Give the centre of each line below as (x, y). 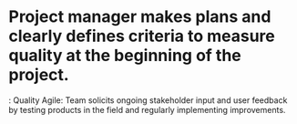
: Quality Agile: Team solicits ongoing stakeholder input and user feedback (148, 100)
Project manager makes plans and (140, 17)
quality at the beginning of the (125, 56)
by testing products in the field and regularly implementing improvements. (147, 109)
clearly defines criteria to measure (142, 36)
